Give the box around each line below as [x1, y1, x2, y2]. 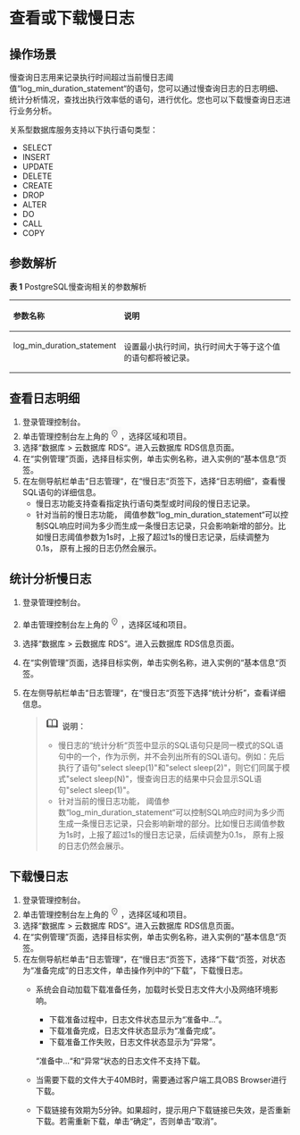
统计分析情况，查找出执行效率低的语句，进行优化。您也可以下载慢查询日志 [9, 95, 283, 105]
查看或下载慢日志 [9, 8, 136, 29]
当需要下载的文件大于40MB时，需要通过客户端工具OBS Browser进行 [35, 1074, 287, 1085]
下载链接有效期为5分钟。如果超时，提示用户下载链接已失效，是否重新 [35, 1105, 291, 1115]
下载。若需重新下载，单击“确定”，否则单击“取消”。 [35, 1115, 222, 1126]
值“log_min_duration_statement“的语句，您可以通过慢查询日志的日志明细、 [9, 83, 284, 94]
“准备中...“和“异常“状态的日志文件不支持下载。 [35, 1055, 205, 1066]
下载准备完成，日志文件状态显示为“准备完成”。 [48, 1025, 221, 1036]
